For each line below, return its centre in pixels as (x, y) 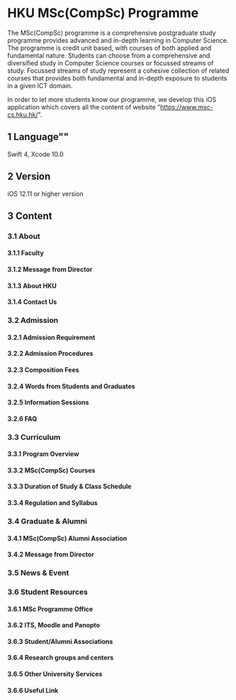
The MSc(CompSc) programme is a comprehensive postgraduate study (112, 33)
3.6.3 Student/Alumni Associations (60, 641)
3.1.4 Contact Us (32, 302)
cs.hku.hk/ (23, 115)
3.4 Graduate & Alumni (47, 521)
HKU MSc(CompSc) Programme (103, 13)
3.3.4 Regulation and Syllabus (52, 503)
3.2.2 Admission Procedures (50, 354)
